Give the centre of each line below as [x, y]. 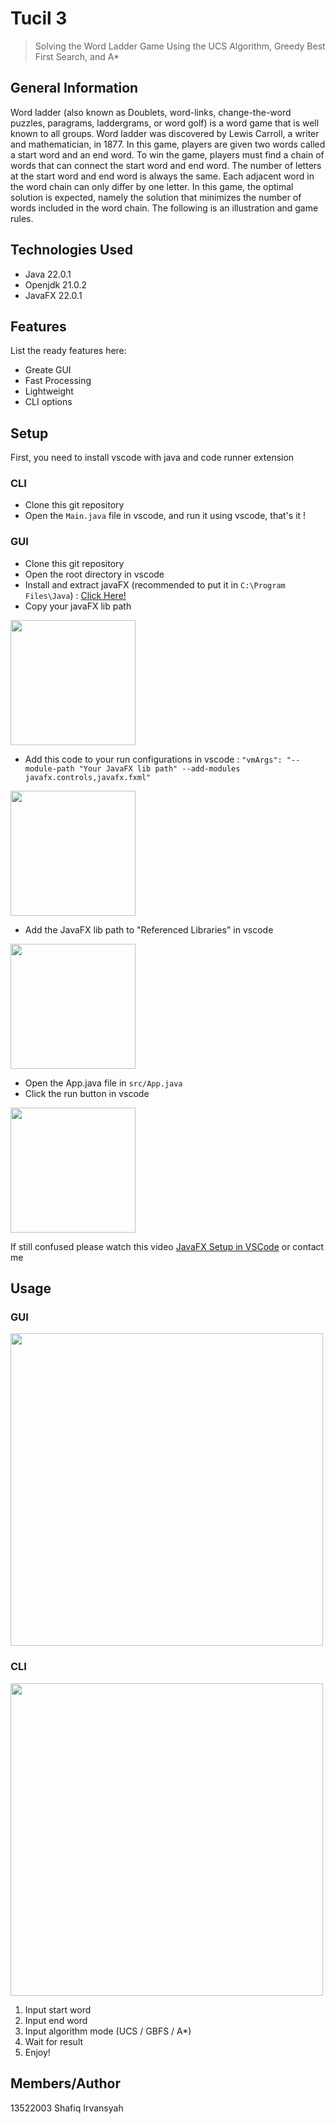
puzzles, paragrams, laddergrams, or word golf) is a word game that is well [165, 123]
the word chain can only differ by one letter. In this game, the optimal [152, 186]
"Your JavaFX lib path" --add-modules [159, 768]
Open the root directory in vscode [94, 574]
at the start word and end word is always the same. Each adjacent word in [162, 176]
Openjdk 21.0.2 [56, 284]
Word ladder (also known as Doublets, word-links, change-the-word [151, 112]
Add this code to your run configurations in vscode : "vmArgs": [153, 759]
